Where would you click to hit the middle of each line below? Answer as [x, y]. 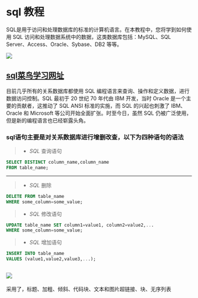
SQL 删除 [40, 185]
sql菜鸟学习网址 [35, 76]
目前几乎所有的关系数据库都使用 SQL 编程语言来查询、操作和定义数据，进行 [98, 91]
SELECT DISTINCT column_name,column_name [58, 163]
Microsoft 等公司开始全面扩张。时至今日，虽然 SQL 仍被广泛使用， [111, 113]
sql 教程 [25, 12]
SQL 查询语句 [46, 151]
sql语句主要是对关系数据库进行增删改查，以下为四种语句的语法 [95, 137]
